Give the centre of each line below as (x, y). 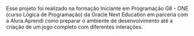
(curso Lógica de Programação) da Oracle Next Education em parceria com (97, 15)
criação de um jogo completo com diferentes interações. (74, 27)
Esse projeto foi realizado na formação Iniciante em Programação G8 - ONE (97, 8)
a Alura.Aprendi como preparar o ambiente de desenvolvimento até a (89, 21)
